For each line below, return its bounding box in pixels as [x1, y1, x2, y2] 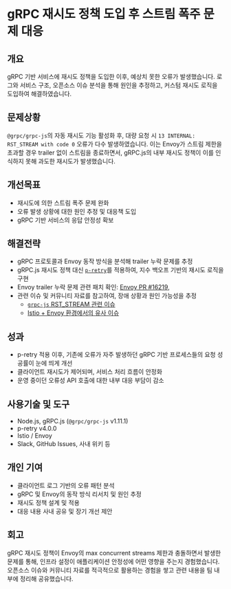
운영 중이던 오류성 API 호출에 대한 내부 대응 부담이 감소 [16, 376, 164, 385]
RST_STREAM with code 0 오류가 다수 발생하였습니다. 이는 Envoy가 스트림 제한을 [7, 140, 222, 148]
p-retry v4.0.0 [16, 424, 57, 433]
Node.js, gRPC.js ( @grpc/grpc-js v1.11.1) [16, 417, 129, 425]
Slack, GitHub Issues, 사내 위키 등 [16, 440, 111, 448]
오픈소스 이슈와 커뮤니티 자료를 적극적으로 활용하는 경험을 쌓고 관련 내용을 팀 [7, 566, 213, 574]
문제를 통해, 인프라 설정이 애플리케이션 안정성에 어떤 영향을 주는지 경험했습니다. [7, 557, 220, 566]
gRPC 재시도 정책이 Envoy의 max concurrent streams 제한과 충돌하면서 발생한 [7, 548, 221, 557]
